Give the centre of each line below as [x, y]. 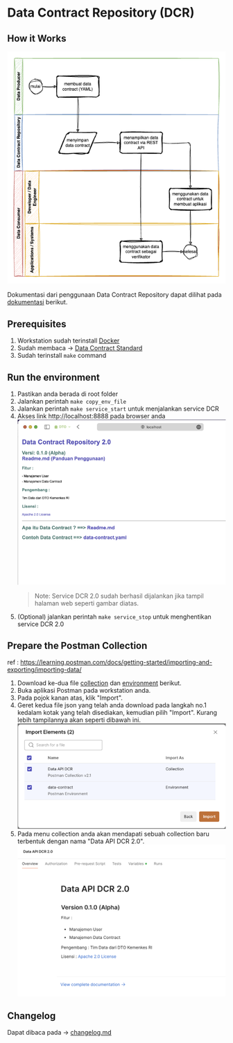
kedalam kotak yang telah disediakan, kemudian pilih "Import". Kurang [117, 713]
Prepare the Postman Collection [77, 646]
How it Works [37, 38]
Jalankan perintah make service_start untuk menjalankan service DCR [118, 409]
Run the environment [54, 377]
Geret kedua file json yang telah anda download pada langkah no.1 [112, 705]
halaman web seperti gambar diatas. [87, 603]
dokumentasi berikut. [37, 302]
